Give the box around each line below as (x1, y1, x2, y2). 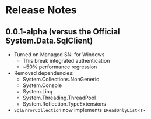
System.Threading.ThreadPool (22, 94, 96, 101)
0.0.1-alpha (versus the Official (5, 27, 120, 37)
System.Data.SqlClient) (5, 35, 93, 45)
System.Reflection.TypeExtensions (22, 100, 106, 107)
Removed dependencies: (13, 70, 74, 76)
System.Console (22, 82, 62, 89)
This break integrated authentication (22, 57, 110, 64)
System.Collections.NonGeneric (22, 76, 100, 82)
